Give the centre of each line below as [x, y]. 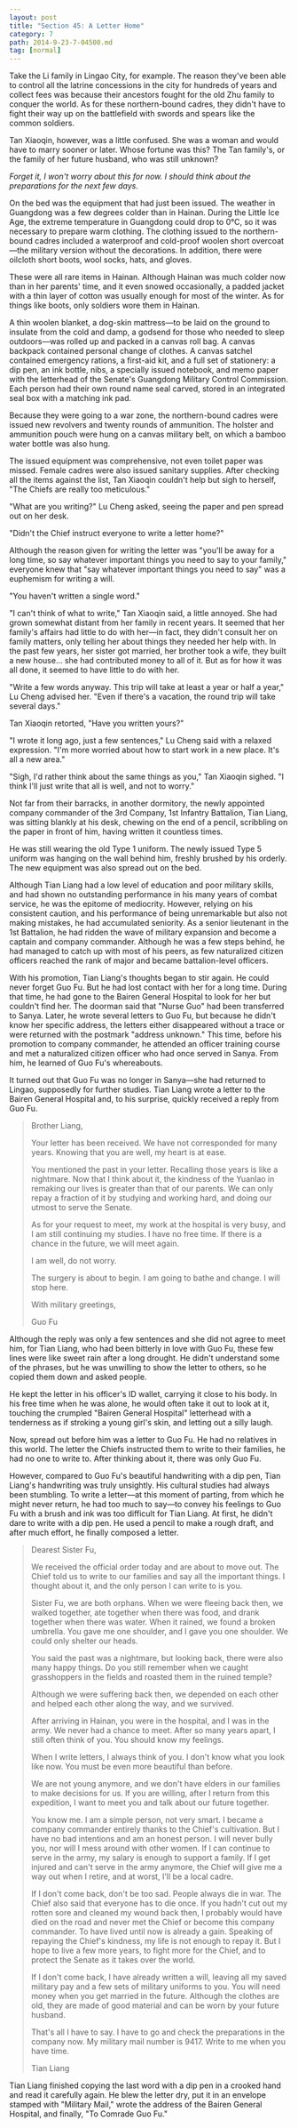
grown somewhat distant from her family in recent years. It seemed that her [147, 622]
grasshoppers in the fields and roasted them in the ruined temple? [151, 1677]
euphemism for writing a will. [62, 579]
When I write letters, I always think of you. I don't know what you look [158, 1757]
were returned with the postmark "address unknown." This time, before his [145, 1035]
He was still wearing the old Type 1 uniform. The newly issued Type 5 [136, 849]
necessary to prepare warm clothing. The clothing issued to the [125, 231]
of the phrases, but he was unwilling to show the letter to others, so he [138, 1368]
